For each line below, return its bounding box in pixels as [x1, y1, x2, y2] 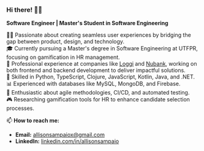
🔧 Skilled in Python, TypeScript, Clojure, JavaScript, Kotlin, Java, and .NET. [6, 73, 195, 80]
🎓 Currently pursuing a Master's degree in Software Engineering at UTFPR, [6, 45, 198, 52]
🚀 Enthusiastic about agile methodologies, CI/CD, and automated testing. [6, 89, 190, 96]
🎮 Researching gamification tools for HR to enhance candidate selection [6, 96, 190, 103]
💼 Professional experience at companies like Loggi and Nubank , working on [6, 60, 197, 68]
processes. [6, 104, 35, 112]
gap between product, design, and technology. [6, 38, 124, 45]
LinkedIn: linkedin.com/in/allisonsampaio [15, 137, 119, 145]
